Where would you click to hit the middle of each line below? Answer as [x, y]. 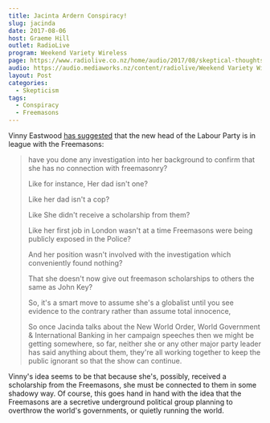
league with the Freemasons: [56, 144]
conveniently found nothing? [75, 263]
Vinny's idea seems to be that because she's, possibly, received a [117, 376]
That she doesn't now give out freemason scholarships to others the [141, 279]
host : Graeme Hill [39, 38]
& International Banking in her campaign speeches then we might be [141, 335]
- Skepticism [37, 90]
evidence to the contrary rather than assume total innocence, [129, 311]
